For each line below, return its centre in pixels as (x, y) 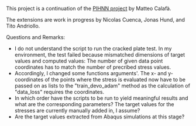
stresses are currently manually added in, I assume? (77, 111)
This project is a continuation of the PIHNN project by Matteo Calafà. (89, 8)
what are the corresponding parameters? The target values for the (94, 104)
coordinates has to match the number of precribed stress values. (93, 67)
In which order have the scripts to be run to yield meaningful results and (101, 98)
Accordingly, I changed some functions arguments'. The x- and (90, 73)
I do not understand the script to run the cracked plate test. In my (93, 48)
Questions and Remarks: (36, 37)
